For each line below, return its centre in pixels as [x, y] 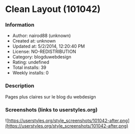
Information [20, 25]
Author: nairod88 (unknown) [41, 35]
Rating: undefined [31, 62]
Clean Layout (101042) [53, 9]
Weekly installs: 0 [30, 73]
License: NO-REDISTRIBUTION [44, 51]
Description [20, 86]
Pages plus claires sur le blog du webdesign [50, 96]
